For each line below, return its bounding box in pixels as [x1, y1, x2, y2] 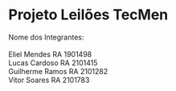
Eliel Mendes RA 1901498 [8, 49, 92, 59]
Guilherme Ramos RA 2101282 [8, 66, 108, 76]
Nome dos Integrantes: [8, 32, 84, 42]
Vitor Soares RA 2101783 [8, 75, 90, 85]
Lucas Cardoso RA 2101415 [8, 58, 98, 68]
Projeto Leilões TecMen [8, 6, 169, 24]
